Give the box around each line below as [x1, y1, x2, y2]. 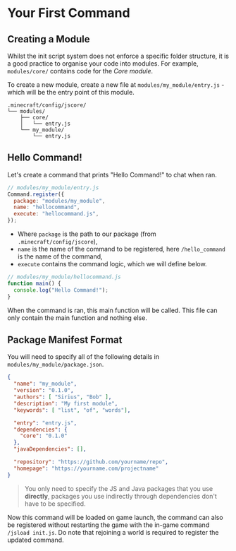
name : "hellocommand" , [13, 203, 80, 211]
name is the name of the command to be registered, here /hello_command [17, 245, 225, 254]
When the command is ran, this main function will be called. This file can [7, 306, 218, 314]
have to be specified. [24, 499, 86, 508]
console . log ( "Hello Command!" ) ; [13, 286, 109, 294]
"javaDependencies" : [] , [13, 446, 87, 453]
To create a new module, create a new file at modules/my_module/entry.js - [7, 81, 225, 89]
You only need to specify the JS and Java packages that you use [24, 484, 213, 492]
